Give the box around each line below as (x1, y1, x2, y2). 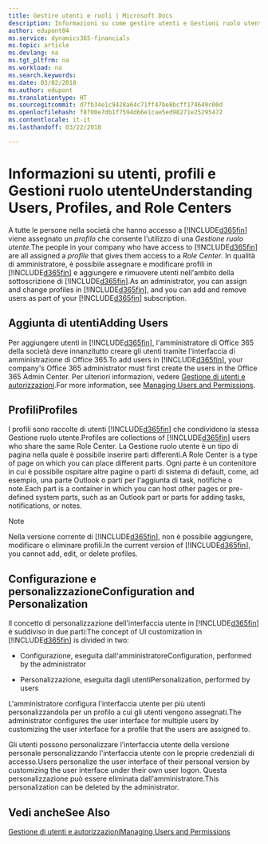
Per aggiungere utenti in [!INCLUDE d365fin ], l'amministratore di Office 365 (8, 338, 254, 347)
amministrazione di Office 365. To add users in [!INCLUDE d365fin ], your (8, 354, 243, 364)
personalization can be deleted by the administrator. (8, 782, 179, 792)
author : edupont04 (8, 26, 69, 34)
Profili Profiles (8, 403, 78, 417)
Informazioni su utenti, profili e (8, 165, 217, 182)
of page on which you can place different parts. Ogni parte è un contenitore (8, 458, 257, 468)
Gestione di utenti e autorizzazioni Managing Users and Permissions (8, 826, 231, 836)
